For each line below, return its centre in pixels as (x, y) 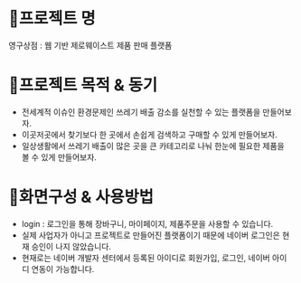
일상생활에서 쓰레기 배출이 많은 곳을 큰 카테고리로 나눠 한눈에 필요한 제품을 (153, 146)
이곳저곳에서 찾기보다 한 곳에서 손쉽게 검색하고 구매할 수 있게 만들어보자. (149, 134)
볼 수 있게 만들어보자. (59, 157)
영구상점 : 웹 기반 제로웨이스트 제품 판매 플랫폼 (90, 45)
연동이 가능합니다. (63, 269)
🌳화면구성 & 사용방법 (81, 198)
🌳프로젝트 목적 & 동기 (83, 85)
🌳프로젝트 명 (52, 19)
